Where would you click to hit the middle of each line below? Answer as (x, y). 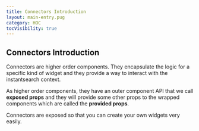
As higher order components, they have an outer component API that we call (100, 91)
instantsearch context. (34, 79)
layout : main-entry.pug (36, 17)
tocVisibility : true (32, 28)
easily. (14, 121)
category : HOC (24, 23)
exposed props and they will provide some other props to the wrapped (93, 97)
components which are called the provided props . (68, 104)
